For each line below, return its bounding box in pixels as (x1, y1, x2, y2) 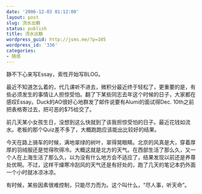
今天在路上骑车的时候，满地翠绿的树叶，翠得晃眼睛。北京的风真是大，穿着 (6, 138, 191, 145)
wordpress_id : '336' (6, 43, 58, 48)
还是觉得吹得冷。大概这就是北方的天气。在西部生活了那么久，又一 (32, 146, 196, 153)
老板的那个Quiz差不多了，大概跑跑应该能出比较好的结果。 (16, 126, 161, 133)
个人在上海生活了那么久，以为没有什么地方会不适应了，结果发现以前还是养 (6, 153, 191, 160)
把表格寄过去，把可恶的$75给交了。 (6, 105, 95, 113)
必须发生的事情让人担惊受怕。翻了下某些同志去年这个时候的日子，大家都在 (11, 90, 196, 98)
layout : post (6, 14, 39, 20)
